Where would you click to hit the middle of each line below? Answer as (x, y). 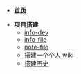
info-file (35, 39)
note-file (36, 47)
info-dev (36, 32)
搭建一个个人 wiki (49, 55)
